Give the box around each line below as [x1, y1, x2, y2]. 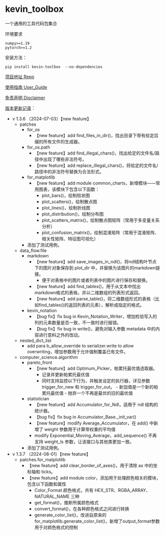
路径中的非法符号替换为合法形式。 [34, 168, 104, 174]
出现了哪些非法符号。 [43, 156, 87, 162]
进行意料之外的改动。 [39, 332, 82, 338]
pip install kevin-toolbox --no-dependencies [5, 64, 103, 69]
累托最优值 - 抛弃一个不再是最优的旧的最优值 [41, 390, 133, 396]
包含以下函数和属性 [27, 481, 67, 487]
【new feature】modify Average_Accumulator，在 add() [34, 420, 149, 426]
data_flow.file [19, 247, 47, 253]
